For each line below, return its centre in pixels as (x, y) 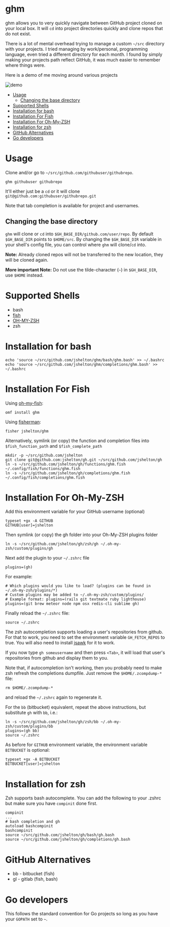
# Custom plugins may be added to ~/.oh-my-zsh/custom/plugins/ (75, 595)
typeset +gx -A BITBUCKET (32, 760)
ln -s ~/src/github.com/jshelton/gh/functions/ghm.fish (65, 464)
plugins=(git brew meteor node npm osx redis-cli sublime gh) (72, 604)
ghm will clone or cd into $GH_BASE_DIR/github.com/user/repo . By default (79, 234)
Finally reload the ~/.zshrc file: (38, 613)
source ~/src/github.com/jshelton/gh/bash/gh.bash (60, 835)
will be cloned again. (27, 260)
